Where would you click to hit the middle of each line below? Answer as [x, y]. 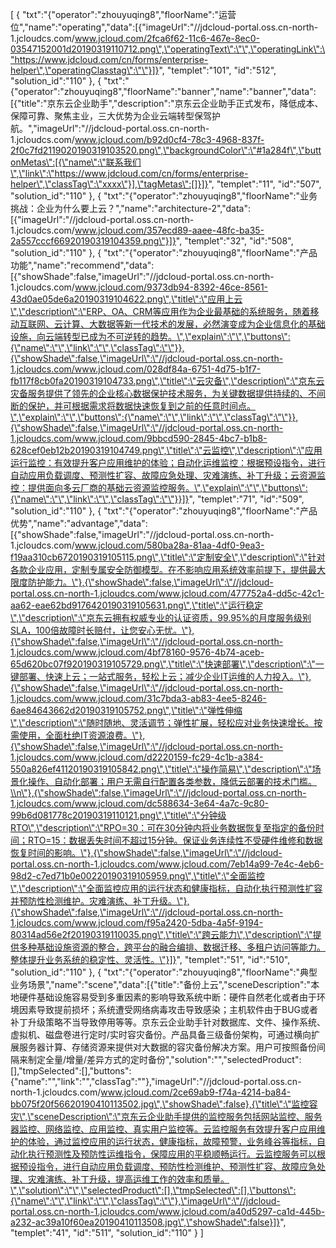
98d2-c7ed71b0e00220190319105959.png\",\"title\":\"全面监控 [137, 876]
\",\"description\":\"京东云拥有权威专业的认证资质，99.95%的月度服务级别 [161, 617]
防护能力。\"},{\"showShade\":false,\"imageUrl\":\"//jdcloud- [150, 582]
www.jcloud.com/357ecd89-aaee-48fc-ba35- [169, 230]
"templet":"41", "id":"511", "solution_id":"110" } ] [107, 1232]
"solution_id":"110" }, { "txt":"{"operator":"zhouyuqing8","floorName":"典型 [164, 972]
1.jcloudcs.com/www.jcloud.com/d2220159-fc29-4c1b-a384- [137, 757]
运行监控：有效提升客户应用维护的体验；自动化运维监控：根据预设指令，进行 [168, 462]
